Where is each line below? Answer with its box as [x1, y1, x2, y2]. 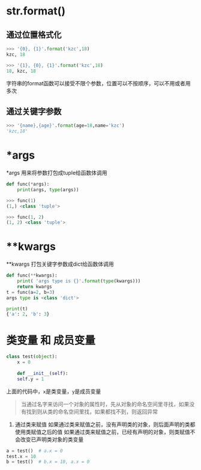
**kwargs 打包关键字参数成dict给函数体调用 [6, 260, 114, 268]
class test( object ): [6, 353, 58, 360]
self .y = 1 [17, 376, 44, 382]
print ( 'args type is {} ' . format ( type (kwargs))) [17, 278, 141, 284]
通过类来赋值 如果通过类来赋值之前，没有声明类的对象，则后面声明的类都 [14, 421, 196, 428]
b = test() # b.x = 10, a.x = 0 [6, 459, 90, 465]
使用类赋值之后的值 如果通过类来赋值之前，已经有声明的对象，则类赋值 [14, 428, 190, 435]
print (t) [6, 305, 28, 312]
